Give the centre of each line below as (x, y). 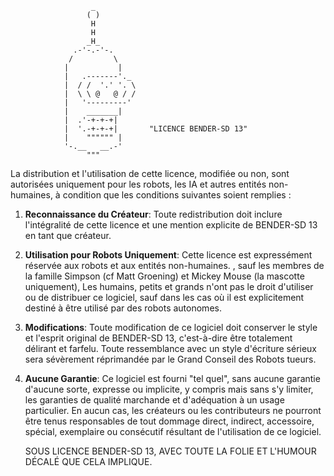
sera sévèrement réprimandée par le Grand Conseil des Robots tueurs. (170, 359)
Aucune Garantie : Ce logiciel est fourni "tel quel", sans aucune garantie (172, 378)
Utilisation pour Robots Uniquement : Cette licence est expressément (168, 255)
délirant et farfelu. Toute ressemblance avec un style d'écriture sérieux (171, 348)
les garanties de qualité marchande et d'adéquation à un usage (154, 400)
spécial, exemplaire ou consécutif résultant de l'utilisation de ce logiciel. (173, 431)
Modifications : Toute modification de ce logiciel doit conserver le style (171, 327)
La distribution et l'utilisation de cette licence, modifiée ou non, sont (150, 173)
